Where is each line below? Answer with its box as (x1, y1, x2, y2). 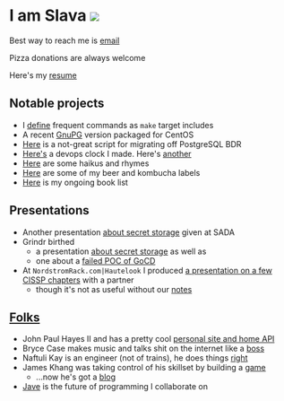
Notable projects (9, 96, 105, 111)
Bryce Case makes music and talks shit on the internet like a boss (22, 343, 265, 354)
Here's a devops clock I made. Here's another (22, 148, 192, 159)
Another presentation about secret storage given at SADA (22, 226, 236, 238)
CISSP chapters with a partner (22, 275, 134, 285)
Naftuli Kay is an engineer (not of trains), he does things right (22, 353, 248, 363)
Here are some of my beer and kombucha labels (22, 167, 201, 178)
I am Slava (9, 5, 87, 26)
